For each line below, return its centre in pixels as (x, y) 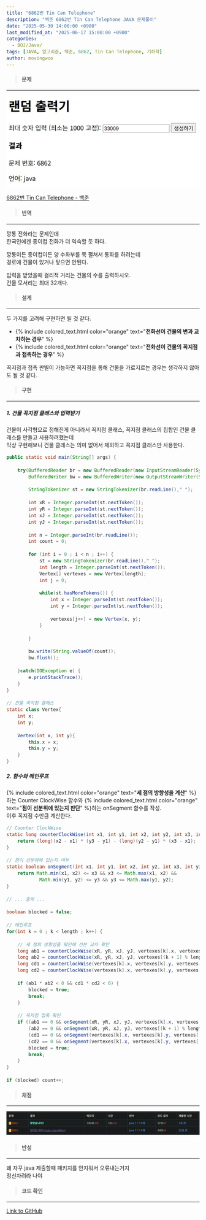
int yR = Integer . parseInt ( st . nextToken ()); (86, 509)
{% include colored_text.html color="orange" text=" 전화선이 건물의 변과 (104, 331)
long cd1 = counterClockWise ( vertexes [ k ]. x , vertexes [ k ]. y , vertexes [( (111, 964)
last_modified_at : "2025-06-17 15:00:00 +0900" (68, 33)
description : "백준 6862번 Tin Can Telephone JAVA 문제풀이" (82, 19)
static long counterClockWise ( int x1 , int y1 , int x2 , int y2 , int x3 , (100, 834)
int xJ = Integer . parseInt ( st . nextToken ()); (86, 515)
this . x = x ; (44, 742)
